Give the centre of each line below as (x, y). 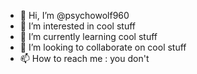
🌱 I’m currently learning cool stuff (88, 36)
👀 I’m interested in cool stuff (77, 26)
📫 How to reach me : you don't (84, 58)
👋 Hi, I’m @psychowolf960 (74, 15)
